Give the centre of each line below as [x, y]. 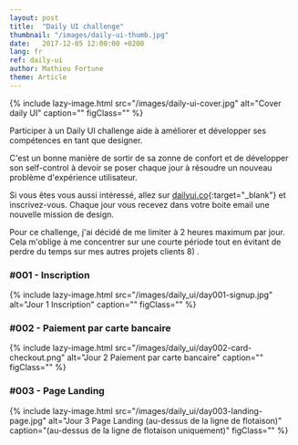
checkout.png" [37, 357]
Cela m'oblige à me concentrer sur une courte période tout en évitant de [145, 242]
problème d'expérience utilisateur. [74, 177]
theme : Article [38, 78]
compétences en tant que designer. [76, 140]
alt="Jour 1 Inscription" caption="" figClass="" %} [103, 305]
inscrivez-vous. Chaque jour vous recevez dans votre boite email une [140, 204]
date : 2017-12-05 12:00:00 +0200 [77, 43]
